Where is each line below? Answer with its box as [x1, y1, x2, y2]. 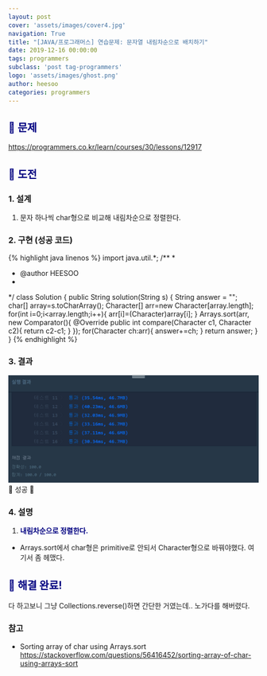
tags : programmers [8, 55, 69, 63]
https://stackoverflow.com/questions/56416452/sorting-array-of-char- [19, 650, 252, 659]
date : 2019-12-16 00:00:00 [8, 46, 98, 55]
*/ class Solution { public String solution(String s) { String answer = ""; [8, 293, 238, 302]
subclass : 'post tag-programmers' [8, 64, 123, 72]
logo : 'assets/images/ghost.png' [8, 72, 119, 80]
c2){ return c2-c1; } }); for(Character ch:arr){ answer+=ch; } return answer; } [8, 326, 258, 336]
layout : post [8, 13, 52, 21]
